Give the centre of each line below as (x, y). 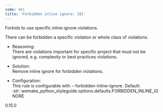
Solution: (21, 66)
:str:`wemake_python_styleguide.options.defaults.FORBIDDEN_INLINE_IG (85, 91)
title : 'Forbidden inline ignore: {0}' (45, 14)
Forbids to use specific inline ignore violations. (52, 28)
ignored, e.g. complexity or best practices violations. (65, 56)
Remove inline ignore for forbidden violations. (58, 71)
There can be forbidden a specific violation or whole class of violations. (77, 37)
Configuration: (27, 81)
